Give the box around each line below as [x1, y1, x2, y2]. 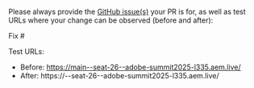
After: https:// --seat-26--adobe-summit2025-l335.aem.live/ [19, 71, 219, 80]
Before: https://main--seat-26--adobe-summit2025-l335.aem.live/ [19, 62, 241, 72]
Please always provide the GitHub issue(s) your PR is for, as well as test [8, 7, 246, 16]
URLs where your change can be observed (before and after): [8, 15, 214, 25]
